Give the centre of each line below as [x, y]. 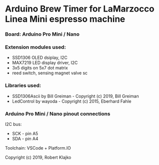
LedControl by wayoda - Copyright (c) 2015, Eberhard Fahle [72, 101]
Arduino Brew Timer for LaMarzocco [80, 9]
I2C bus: [13, 124]
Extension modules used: [36, 47]
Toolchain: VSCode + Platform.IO [38, 148]
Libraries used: [23, 85]
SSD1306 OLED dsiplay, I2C [40, 58]
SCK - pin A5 [25, 133]
